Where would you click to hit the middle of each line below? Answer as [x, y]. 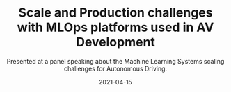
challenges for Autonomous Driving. [115, 68]
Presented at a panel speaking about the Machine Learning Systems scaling [115, 61]
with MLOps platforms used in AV [115, 27]
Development [115, 42]
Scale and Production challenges [115, 13]
